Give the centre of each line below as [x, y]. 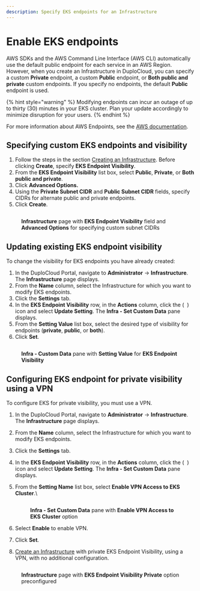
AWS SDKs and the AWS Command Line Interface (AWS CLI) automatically [98, 58]
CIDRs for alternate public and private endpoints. [75, 198]
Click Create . [31, 205]
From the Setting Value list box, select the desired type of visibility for [102, 324]
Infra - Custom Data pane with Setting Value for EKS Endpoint [99, 354]
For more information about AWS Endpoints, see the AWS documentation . [97, 126]
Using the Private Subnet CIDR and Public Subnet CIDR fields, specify [102, 192]
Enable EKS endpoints [62, 41]
